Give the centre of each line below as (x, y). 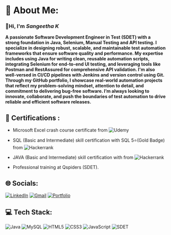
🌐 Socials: (22, 183)
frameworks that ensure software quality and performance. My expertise (84, 53)
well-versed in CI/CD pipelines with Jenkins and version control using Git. (85, 75)
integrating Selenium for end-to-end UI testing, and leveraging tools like (83, 64)
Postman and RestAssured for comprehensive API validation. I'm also (80, 70)
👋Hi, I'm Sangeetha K (32, 26)
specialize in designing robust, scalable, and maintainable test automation (85, 48)
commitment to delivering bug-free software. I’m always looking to (77, 91)
